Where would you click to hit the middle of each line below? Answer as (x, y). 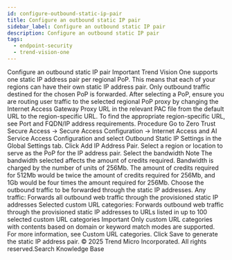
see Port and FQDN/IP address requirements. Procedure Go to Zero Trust (111, 123)
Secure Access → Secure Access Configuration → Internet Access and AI (112, 131)
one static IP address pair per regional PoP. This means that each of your (111, 79)
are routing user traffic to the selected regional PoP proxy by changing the (113, 101)
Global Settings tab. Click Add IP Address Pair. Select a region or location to (115, 146)
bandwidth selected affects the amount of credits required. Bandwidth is (110, 160)
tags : (15, 40)
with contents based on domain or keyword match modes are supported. (111, 227)
